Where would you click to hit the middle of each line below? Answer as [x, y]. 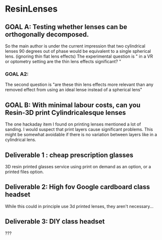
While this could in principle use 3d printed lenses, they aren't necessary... [79, 206]
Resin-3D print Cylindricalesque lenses [66, 112]
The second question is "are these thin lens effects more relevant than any [79, 85]
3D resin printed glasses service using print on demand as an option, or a [78, 166]
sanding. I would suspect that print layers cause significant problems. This [79, 129]
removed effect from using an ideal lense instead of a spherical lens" [74, 90]
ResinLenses [31, 9]
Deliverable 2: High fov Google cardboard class [78, 187]
